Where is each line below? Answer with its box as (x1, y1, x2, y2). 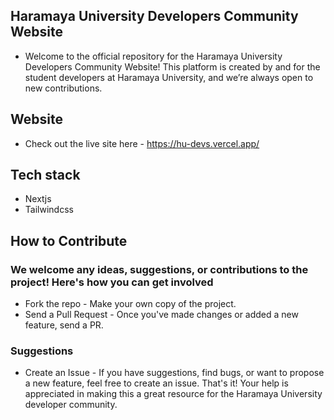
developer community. (24, 399, 118, 411)
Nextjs (24, 193, 52, 205)
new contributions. (24, 82, 103, 94)
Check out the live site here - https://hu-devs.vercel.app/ (24, 137, 260, 149)
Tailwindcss (24, 204, 74, 216)
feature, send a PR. (24, 319, 104, 331)
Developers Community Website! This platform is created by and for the (24, 60, 321, 73)
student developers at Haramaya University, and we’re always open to (24, 71, 314, 83)
